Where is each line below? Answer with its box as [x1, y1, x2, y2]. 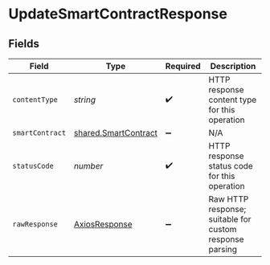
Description [210, 61, 256, 71]
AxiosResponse [73, 218, 133, 230]
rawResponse [12, 220, 59, 229]
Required [165, 61, 201, 71]
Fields [8, 37, 40, 51]
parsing [208, 244, 238, 255]
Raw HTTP [208, 194, 249, 205]
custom [208, 224, 237, 234]
